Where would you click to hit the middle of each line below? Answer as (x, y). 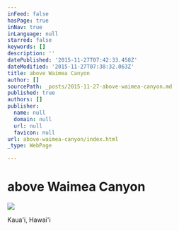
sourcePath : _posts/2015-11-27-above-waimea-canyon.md (90, 86)
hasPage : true (28, 21)
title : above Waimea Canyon (49, 73)
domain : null (33, 119)
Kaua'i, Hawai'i (29, 220)
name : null (30, 113)
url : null (28, 126)
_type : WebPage (30, 146)
